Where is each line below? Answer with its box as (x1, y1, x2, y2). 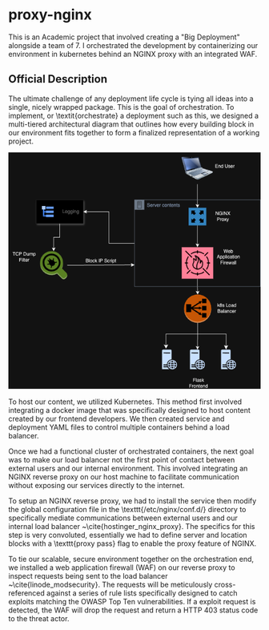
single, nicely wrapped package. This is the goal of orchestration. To (8, 102, 235, 111)
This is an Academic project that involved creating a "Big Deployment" (8, 32, 240, 42)
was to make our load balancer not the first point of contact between (8, 454, 235, 464)
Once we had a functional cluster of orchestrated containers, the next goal (8, 446, 255, 456)
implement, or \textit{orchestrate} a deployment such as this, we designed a (8, 111, 259, 120)
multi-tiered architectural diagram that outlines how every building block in (8, 119, 255, 129)
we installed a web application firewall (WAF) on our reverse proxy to (8, 563, 235, 572)
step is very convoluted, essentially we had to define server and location (8, 530, 247, 539)
